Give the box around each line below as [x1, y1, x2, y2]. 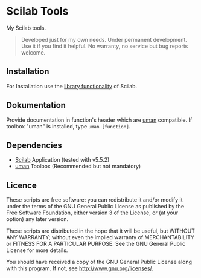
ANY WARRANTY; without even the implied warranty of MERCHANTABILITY [6, 234, 195, 241]
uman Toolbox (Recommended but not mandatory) [14, 162, 141, 170]
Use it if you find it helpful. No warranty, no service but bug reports [21, 42, 188, 50]
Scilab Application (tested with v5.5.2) [14, 156, 110, 164]
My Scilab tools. [6, 24, 46, 31]
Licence [6, 180, 37, 190]
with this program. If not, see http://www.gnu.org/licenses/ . [6, 265, 154, 272]
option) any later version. [6, 216, 68, 223]
